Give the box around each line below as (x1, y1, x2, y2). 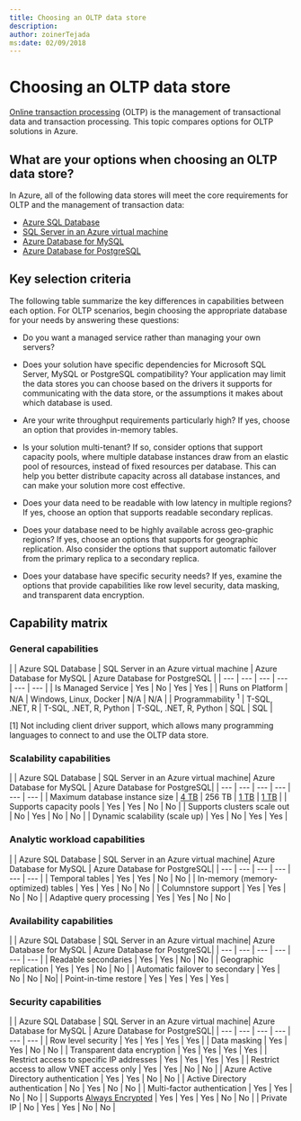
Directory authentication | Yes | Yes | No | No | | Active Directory (9, 1073, 247, 1084)
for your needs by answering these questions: (9, 314, 180, 325)
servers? (22, 341, 56, 352)
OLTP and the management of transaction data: (9, 200, 185, 210)
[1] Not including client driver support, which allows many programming (9, 721, 274, 731)
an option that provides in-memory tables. (22, 424, 179, 435)
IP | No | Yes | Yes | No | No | (9, 1102, 116, 1113)
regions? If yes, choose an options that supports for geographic (22, 534, 259, 544)
